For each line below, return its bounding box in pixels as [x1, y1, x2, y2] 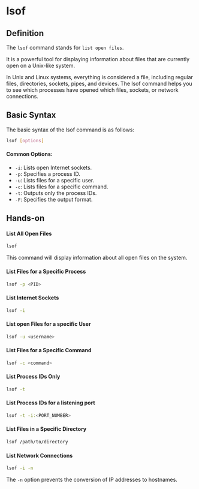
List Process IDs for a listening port [6, 399, 95, 406]
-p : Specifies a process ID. [14, 170, 81, 178]
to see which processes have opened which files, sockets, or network [6, 86, 179, 94]
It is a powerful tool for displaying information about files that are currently [6, 56, 190, 62]
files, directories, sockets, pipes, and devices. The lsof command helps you [6, 80, 193, 87]
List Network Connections [6, 452, 73, 459]
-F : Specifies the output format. [14, 196, 93, 203]
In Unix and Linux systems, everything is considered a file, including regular [6, 74, 194, 80]
